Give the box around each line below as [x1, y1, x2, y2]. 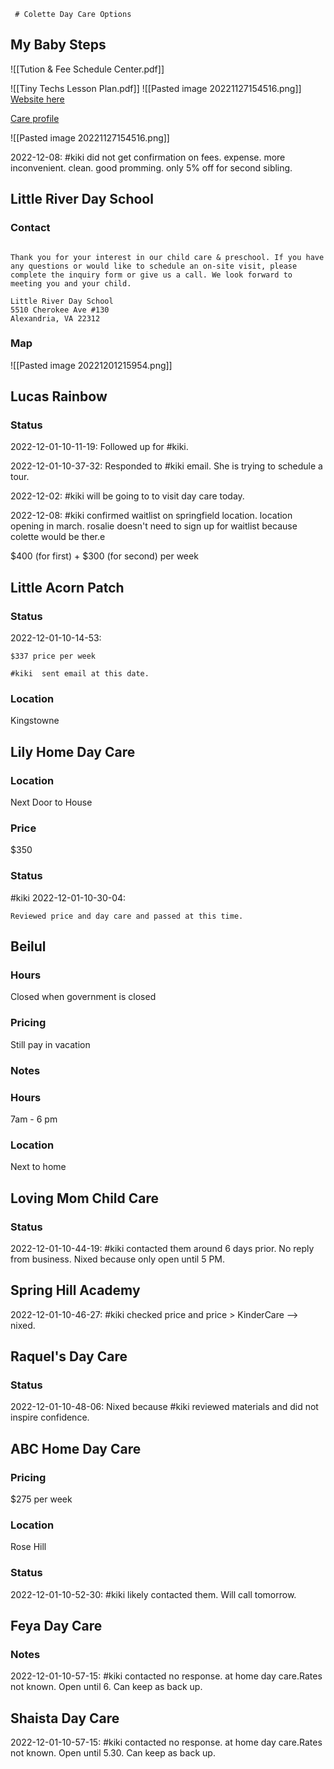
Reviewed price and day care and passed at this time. [10, 911, 244, 921]
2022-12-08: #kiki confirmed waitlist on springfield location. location [10, 510, 293, 522]
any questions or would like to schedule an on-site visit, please [10, 261, 298, 271]
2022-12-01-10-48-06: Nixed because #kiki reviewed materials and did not [10, 1401, 319, 1413]
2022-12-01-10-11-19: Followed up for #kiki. [10, 441, 189, 453]
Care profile [10, 112, 60, 124]
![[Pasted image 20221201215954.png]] [10, 359, 173, 371]
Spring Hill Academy [10, 1282, 141, 1299]
